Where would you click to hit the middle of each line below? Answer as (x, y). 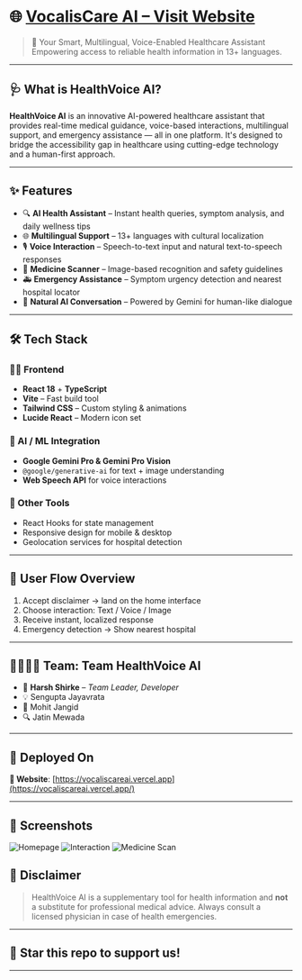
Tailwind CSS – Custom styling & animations (104, 408)
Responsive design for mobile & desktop (97, 532)
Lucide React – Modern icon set (82, 418)
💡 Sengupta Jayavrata (63, 697)
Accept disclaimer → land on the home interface (111, 600)
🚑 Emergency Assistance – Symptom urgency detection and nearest (152, 279)
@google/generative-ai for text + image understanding (123, 470)
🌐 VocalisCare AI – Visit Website (132, 17)
